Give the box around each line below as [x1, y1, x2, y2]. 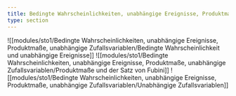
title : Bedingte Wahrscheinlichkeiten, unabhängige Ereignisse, [7, 10, 199, 18]
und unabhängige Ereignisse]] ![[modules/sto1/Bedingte [7, 50, 169, 60]
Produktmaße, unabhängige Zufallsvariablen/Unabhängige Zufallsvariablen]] [7, 81, 229, 89]
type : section [7, 17, 49, 24]
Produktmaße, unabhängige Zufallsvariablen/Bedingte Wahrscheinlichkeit [7, 43, 220, 52]
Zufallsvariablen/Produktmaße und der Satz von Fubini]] [7, 66, 170, 74]
